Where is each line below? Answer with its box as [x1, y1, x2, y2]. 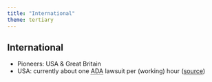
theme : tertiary [7, 16, 54, 23]
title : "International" [7, 10, 76, 17]
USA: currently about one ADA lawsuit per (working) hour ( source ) [17, 67, 206, 75]
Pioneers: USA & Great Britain [17, 59, 101, 68]
